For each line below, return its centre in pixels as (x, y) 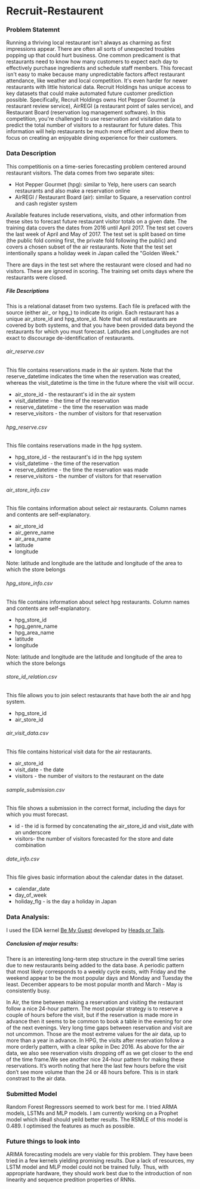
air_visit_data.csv (27, 733)
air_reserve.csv (25, 351)
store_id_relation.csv (32, 677)
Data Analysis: (28, 917)
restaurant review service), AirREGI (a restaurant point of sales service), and (100, 106)
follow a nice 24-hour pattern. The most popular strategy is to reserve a (95, 1009)
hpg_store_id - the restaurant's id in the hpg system (78, 457)
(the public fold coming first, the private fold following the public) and (91, 240)
